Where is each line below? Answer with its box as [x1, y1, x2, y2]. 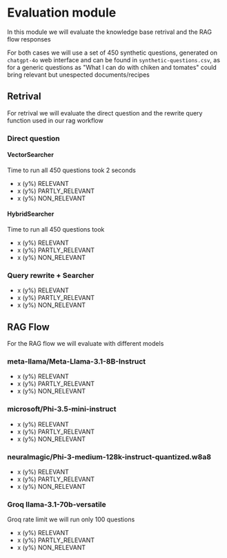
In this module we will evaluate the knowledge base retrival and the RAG [7, 28, 213, 36]
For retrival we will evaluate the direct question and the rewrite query [7, 109, 203, 117]
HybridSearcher [7, 210, 55, 218]
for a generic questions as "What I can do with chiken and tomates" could [7, 63, 217, 71]
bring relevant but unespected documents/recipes [7, 71, 150, 79]
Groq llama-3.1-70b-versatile [7, 500, 106, 509]
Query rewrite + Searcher [7, 271, 95, 280]
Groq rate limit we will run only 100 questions [7, 515, 135, 523]
